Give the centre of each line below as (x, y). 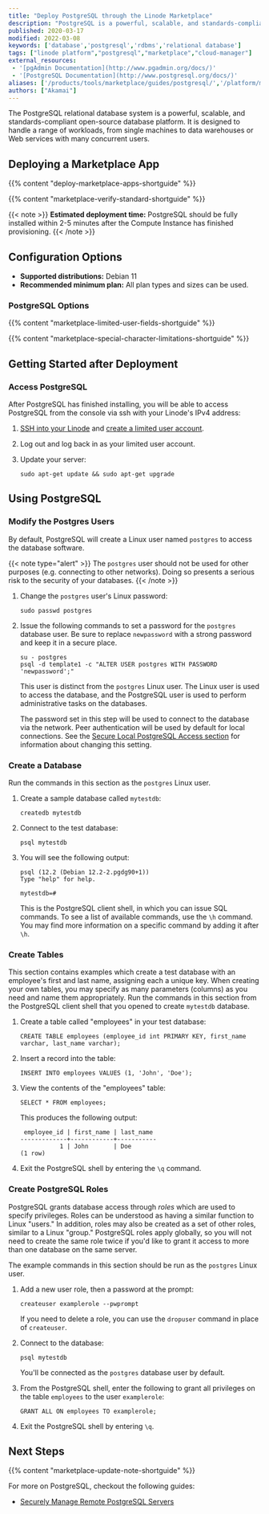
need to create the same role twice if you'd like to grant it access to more (129, 1241)
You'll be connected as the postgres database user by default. (122, 1372)
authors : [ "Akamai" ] (43, 90)
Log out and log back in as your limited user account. (108, 443)
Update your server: (53, 459)
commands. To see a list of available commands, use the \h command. (137, 916)
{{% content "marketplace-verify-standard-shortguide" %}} (107, 199)
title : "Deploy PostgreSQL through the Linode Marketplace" (111, 16)
